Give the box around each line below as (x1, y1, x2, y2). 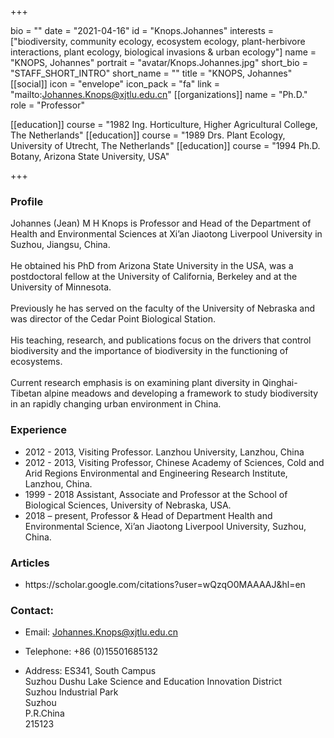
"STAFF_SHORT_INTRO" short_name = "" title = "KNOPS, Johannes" (10, 67, 293, 79)
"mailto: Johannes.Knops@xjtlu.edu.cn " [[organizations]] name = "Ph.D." (10, 89, 308, 100)
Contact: (10, 603, 54, 617)
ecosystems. (10, 356, 63, 368)
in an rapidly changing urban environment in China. (10, 398, 222, 410)
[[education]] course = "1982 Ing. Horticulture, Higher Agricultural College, (10, 119, 318, 130)
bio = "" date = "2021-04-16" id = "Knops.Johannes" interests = (10, 25, 275, 36)
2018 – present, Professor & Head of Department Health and (24, 509, 273, 521)
